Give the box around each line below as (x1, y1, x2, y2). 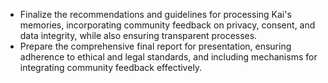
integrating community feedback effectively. (19, 62, 203, 73)
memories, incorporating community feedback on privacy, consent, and (19, 19, 316, 31)
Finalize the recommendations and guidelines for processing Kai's (19, 9, 292, 20)
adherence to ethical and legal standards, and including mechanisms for (19, 51, 318, 63)
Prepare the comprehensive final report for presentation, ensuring (19, 40, 292, 52)
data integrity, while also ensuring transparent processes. (19, 30, 258, 41)
